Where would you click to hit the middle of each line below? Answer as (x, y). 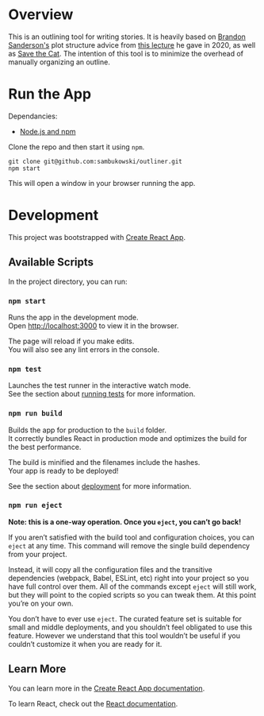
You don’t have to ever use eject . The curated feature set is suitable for (125, 618)
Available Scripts (51, 263)
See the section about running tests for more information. (102, 394)
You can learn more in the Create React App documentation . (107, 688)
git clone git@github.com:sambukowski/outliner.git (95, 161)
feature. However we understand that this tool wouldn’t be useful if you (124, 635)
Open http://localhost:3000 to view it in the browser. (94, 325)
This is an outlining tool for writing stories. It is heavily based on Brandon (127, 37)
